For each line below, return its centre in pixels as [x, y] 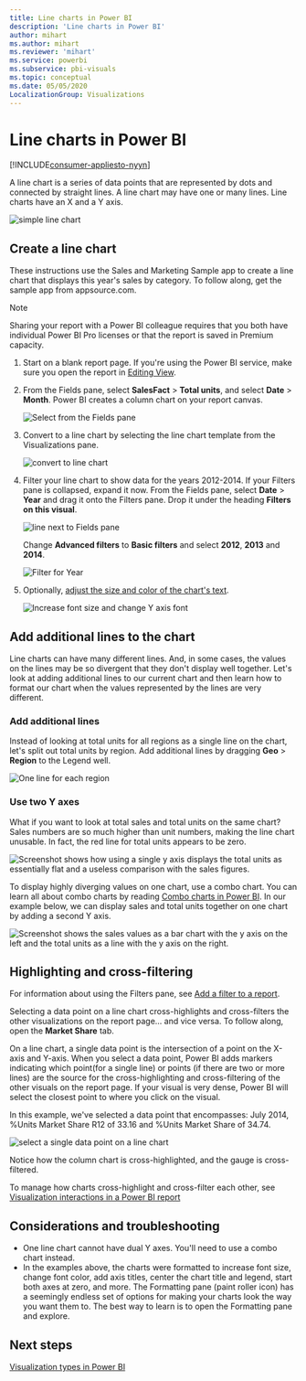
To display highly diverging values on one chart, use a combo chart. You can [153, 886]
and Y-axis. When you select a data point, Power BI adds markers [150, 1058]
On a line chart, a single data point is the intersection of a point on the [141, 1049]
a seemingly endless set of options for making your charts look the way [157, 1297]
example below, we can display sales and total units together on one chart [149, 905]
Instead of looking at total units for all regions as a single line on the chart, [148, 741]
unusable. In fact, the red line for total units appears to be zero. [128, 841]
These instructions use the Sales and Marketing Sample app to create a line [152, 271]
